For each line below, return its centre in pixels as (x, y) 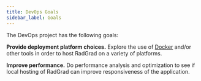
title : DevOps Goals (33, 12)
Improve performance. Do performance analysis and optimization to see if (101, 65)
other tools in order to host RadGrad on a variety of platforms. (84, 53)
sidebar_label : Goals (34, 18)
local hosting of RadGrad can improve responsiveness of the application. (98, 71)
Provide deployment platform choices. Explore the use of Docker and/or (99, 47)
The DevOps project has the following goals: (62, 35)
